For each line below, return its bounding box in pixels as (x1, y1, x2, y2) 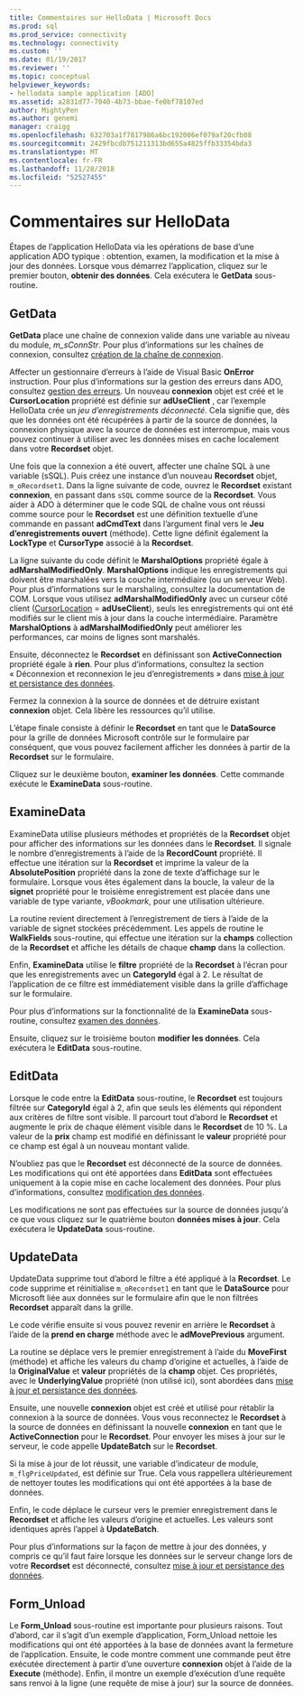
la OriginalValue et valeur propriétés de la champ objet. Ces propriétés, (9, 1366, 278, 1377)
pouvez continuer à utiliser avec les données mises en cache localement (9, 434, 280, 444)
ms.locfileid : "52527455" (9, 172, 106, 181)
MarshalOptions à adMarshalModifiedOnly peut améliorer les (9, 622, 243, 633)
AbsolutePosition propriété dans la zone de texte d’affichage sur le (9, 867, 260, 877)
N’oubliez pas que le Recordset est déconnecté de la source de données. (9, 1157, 283, 1169)
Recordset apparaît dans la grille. (9, 1302, 133, 1313)
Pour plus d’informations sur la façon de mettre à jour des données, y (9, 1541, 268, 1553)
